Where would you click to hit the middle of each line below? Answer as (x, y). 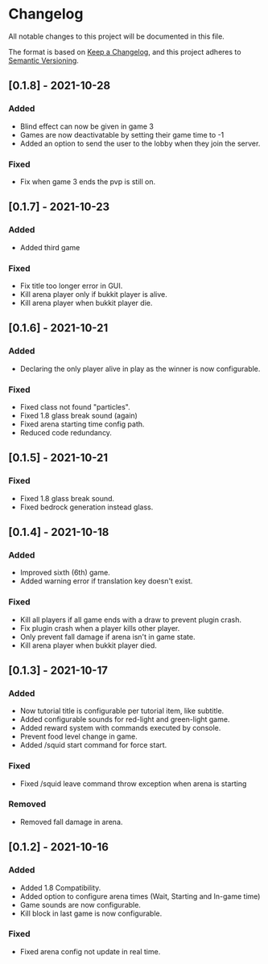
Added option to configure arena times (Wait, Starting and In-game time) (140, 896)
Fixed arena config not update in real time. (90, 951)
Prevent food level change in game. (79, 736)
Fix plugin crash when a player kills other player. (100, 628)
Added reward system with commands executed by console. (120, 728)
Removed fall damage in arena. (71, 822)
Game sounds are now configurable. (80, 904)
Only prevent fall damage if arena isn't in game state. (107, 636)
